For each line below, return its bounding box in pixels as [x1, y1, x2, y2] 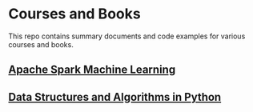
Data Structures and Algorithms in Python [8, 90, 222, 104]
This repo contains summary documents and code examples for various [8, 31, 246, 41]
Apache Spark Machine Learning [8, 63, 176, 77]
